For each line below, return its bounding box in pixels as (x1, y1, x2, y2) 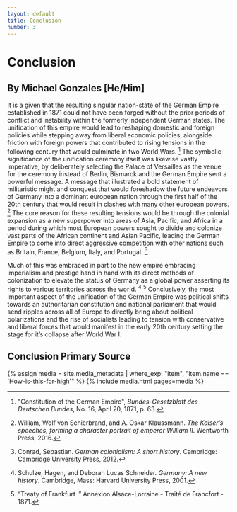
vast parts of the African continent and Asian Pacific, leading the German (7, 231, 220, 239)
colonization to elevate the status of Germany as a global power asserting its (7, 276, 230, 285)
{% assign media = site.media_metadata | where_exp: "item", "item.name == (7, 369, 229, 377)
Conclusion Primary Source (7, 351, 131, 363)
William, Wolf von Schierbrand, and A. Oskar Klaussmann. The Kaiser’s (17, 419, 224, 427)
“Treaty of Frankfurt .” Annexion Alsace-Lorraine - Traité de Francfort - (17, 489, 224, 498)
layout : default (7, 10, 55, 18)
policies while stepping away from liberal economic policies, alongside (7, 131, 212, 140)
